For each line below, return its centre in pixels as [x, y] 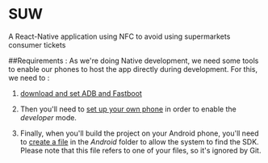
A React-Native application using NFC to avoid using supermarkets [119, 36]
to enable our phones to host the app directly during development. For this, [133, 69]
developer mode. [48, 117]
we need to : [29, 77]
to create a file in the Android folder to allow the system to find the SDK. [140, 141]
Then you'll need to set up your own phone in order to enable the [128, 109]
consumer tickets [37, 44]
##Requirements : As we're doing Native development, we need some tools [134, 61]
